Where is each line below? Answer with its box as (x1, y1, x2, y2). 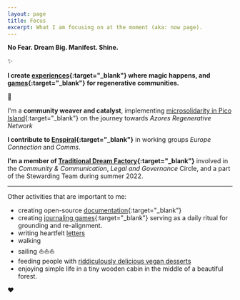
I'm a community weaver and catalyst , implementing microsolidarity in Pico (7, 106, 232, 115)
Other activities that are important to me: (7, 192, 127, 201)
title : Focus (7, 17, 46, 24)
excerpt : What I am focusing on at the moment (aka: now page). (7, 24, 203, 31)
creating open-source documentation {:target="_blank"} (17, 206, 182, 214)
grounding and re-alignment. (17, 222, 103, 230)
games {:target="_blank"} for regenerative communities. (7, 79, 180, 88)
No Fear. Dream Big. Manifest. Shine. (7, 43, 119, 52)
